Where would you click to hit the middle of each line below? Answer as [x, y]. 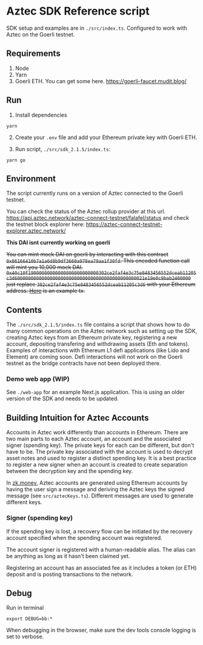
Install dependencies [41, 115]
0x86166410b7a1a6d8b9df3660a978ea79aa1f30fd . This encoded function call [98, 261]
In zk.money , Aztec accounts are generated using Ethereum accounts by [97, 483]
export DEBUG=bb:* [29, 619]
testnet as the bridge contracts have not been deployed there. [84, 363]
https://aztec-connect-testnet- [124, 224]
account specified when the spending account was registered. [84, 537]
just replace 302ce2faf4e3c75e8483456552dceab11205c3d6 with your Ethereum [101, 284]
